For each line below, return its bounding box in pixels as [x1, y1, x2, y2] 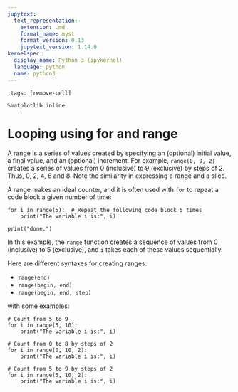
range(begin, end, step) [17, 290, 92, 297]
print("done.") [7, 226, 53, 233]
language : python [14, 63, 66, 70]
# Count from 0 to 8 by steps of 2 [7, 341, 113, 348]
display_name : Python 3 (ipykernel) [14, 57, 123, 64]
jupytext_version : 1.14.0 [20, 43, 98, 51]
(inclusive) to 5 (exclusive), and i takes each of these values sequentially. [7, 245, 223, 254]
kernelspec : [7, 51, 43, 58]
